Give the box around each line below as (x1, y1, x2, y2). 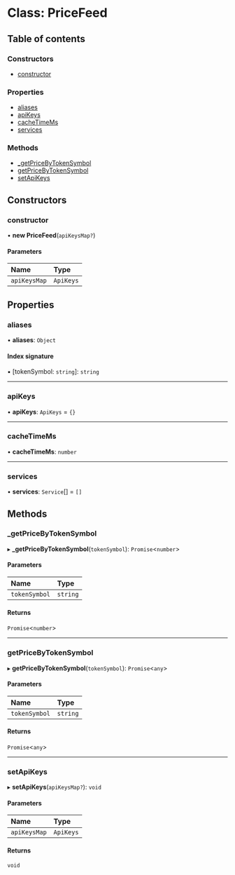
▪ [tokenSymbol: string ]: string (7, 367, 99, 376)
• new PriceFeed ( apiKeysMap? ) (7, 231, 96, 240)
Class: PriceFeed (7, 5, 108, 21)
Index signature (7, 352, 54, 360)
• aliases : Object (7, 336, 56, 344)
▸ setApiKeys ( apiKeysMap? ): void (7, 783, 101, 792)
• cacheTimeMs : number (7, 447, 77, 456)
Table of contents (7, 33, 85, 45)
